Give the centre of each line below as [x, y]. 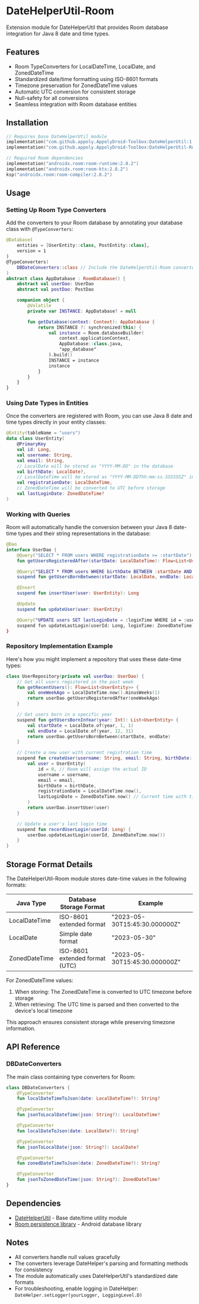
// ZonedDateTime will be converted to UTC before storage [91, 488]
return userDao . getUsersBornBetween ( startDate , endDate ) [99, 736]
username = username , [65, 775]
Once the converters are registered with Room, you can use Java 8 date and [99, 416]
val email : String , [41, 461]
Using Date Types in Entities [47, 403]
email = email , [57, 780]
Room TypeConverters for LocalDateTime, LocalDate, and [85, 66]
